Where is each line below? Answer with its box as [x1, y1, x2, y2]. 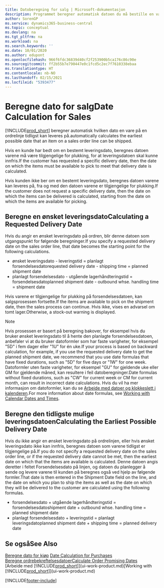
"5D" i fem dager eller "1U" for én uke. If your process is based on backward [5, 344, 158, 349]
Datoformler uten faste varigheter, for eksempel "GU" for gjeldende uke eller [5, 365, 159, 370]
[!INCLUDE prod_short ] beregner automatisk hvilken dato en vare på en [5, 128, 147, 133]
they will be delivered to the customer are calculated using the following [5, 485, 150, 491]
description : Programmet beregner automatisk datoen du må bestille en [5, 12, 154, 17]
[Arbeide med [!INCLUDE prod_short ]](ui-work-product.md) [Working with [5, 563, 152, 568]
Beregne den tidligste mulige [5, 410, 94, 418]
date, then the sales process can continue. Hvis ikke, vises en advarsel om [5, 304, 155, 310]
